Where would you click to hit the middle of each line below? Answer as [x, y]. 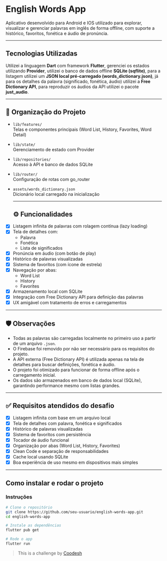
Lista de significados [41, 248]
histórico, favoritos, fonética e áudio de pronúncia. [57, 33]
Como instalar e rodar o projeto [55, 483]
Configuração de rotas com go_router [51, 179]
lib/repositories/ [32, 160]
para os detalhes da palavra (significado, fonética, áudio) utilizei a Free [78, 81]
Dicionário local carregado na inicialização [56, 194]
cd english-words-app [28, 516]
